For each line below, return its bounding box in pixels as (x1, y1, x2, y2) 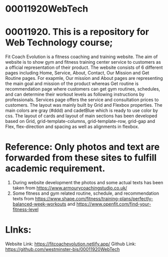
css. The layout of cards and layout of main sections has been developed (5, 113, 157, 119)
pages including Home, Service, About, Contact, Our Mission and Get (5, 70, 150, 76)
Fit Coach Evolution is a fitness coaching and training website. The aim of (5, 54, 158, 60)
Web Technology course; (5, 37, 113, 49)
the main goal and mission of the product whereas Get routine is (5, 80, 139, 87)
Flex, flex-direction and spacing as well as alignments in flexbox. (5, 123, 140, 130)
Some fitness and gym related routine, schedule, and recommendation (12, 190, 159, 196)
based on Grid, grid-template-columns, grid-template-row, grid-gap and (5, 118, 155, 124)
